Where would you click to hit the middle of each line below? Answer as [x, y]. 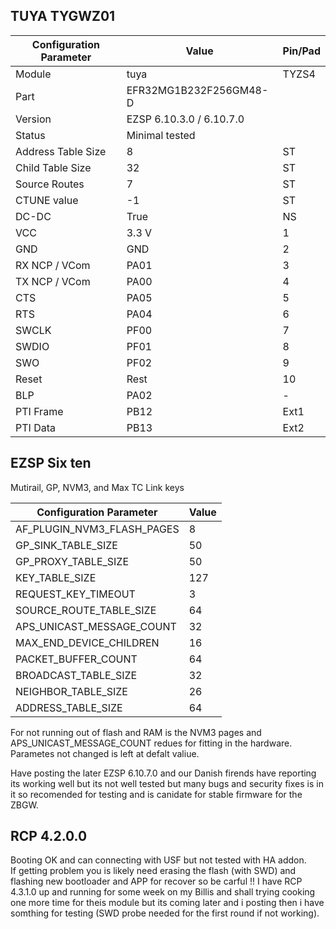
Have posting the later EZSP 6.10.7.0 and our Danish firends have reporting [163, 773]
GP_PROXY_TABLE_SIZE [72, 561]
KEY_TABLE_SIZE [56, 577]
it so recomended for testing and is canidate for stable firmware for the [156, 794]
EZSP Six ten [51, 463]
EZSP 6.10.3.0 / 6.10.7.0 [185, 119]
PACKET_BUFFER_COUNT [76, 659]
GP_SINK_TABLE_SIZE [66, 545]
